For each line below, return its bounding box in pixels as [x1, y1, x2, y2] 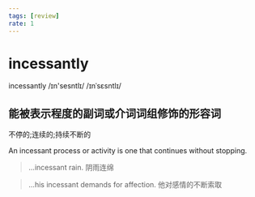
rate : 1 [8, 19, 35, 28]
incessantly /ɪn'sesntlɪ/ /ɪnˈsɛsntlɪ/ [8, 81, 121, 91]
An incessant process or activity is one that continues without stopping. [8, 146, 248, 156]
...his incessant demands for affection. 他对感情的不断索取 [28, 180, 223, 190]
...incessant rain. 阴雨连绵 [28, 163, 114, 173]
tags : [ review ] [8, 11, 60, 20]
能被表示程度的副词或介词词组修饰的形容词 [8, 106, 221, 120]
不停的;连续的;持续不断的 [8, 130, 91, 139]
